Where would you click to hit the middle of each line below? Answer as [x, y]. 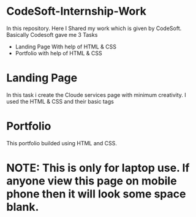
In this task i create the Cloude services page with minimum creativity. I [96, 95]
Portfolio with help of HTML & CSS [58, 53]
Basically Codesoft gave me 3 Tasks [52, 34]
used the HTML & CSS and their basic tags [60, 101]
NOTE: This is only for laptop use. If [98, 168]
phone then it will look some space [96, 194]
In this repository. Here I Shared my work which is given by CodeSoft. [94, 28]
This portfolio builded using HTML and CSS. [62, 143]
